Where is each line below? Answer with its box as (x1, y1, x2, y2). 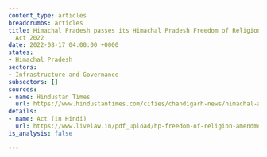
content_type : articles (8, 11, 87, 20)
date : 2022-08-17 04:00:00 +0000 (8, 41, 119, 49)
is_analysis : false (8, 129, 73, 137)
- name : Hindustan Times (8, 93, 91, 101)
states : (8, 48, 34, 56)
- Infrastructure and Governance (8, 71, 119, 78)
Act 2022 (15, 33, 44, 42)
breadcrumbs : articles (8, 19, 83, 27)
